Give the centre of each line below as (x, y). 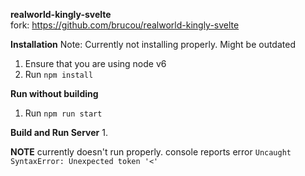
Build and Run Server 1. (59, 132)
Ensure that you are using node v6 (95, 63)
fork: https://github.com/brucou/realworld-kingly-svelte (125, 25)
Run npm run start (63, 113)
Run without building (54, 93)
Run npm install (59, 74)
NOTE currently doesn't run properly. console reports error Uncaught (151, 152)
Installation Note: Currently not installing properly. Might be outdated (153, 44)
